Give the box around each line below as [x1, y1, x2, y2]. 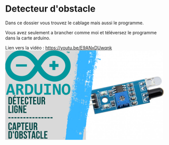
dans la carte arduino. [5, 35, 51, 41]
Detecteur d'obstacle [5, 3, 96, 15]
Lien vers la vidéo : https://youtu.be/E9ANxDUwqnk [5, 44, 112, 51]
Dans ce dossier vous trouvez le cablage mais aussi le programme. [5, 20, 144, 26]
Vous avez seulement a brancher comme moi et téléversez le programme [5, 29, 157, 35]
